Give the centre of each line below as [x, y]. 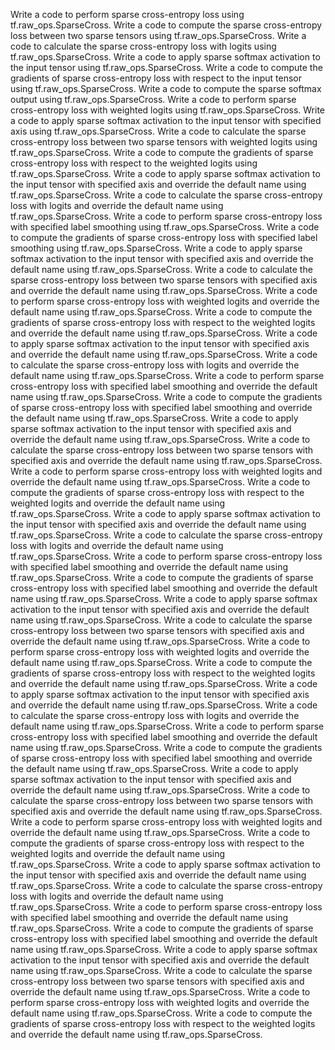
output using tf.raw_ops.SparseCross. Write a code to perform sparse [153, 99]
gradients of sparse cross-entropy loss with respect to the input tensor [156, 78]
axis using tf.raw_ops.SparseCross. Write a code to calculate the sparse [158, 131]
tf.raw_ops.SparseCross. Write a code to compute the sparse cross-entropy [166, 25]
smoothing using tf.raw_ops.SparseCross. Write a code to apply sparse [156, 248]
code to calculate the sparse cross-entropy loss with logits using [143, 46]
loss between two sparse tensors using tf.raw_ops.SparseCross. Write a [158, 35]
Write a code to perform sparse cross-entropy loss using [127, 14]
